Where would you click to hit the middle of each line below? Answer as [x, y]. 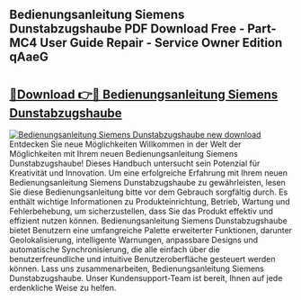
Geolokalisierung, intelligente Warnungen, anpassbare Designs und [134, 240]
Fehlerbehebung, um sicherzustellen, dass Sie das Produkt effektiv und [142, 211]
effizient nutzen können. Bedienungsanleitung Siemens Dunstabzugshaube [148, 221]
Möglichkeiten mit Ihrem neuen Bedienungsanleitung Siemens [124, 154]
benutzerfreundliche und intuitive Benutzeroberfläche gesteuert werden [142, 259]
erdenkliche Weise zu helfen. [63, 288]
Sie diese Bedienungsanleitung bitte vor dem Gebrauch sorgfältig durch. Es [149, 192]
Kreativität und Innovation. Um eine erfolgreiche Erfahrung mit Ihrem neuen [149, 173]
